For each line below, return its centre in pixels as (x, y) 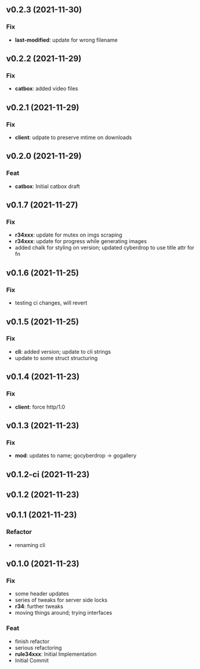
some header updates (42, 594)
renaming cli (30, 545)
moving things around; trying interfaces (63, 613)
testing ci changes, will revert (51, 303)
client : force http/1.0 (40, 407)
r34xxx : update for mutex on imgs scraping (68, 235)
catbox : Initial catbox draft (47, 186)
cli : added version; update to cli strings (63, 351)
